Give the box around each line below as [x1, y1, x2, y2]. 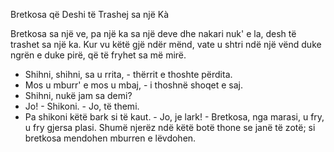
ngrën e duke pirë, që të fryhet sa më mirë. [10, 49, 187, 61]
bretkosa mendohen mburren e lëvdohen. [24, 132, 197, 144]
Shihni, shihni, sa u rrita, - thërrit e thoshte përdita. [24, 69, 233, 80]
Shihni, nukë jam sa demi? [24, 90, 133, 101]
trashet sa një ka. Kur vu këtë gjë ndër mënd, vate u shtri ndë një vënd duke [10, 39, 322, 50]
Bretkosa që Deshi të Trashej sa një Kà [10, 9, 170, 20]
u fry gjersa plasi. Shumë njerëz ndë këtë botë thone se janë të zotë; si [24, 122, 316, 133]
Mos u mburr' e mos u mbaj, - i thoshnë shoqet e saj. [24, 79, 243, 91]
